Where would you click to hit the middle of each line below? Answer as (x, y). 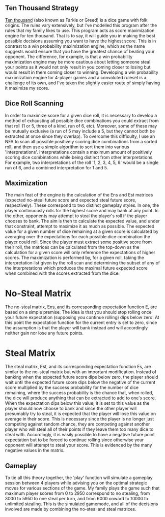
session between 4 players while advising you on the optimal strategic (76, 483)
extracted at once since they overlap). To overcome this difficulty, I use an (80, 136)
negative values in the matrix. (35, 451)
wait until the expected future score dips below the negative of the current (80, 382)
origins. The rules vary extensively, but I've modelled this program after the (81, 25)
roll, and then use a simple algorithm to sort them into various (67, 147)
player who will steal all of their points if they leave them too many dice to (79, 429)
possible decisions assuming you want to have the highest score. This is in (81, 41)
